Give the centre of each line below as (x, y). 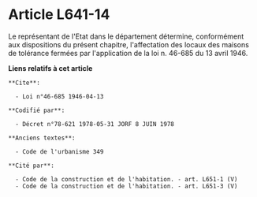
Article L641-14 (59, 15)
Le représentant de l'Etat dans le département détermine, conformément (126, 36)
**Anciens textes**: (42, 138)
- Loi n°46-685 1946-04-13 (60, 96)
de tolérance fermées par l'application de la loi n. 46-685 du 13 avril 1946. (128, 53)
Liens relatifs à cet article (50, 68)
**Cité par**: (32, 165)
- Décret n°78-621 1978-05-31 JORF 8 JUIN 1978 (95, 124)
